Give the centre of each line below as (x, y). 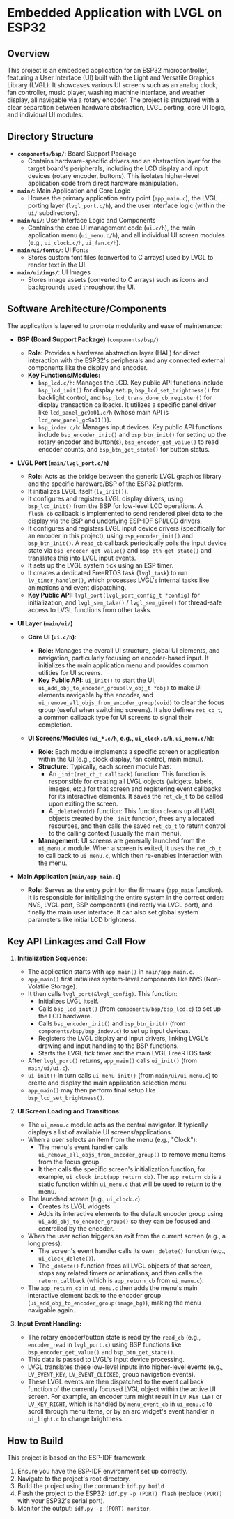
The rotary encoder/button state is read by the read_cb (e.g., (114, 1338)
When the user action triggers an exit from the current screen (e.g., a (127, 1236)
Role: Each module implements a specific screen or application (128, 751)
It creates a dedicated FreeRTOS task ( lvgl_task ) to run (108, 572)
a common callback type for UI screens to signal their (115, 717)
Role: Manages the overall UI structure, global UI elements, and (129, 650)
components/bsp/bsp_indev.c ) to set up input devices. (114, 1031)
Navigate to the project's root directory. (74, 1479)
